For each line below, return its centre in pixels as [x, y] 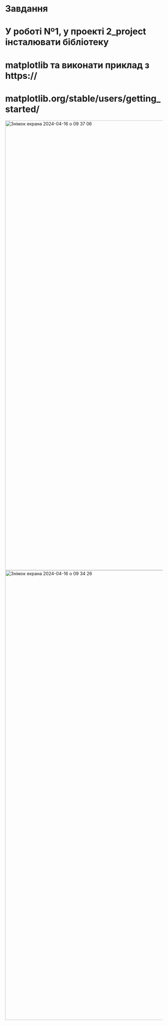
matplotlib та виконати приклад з [77, 65]
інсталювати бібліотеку [57, 42]
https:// [21, 76]
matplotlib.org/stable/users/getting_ [83, 98]
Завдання [27, 9]
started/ [22, 109]
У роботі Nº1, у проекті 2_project [76, 32]
